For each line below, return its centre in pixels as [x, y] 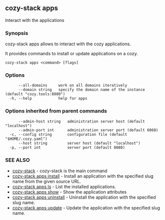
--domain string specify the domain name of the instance [82, 90]
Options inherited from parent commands [56, 111]
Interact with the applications [35, 20]
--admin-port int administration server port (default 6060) [88, 130]
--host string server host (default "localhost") [79, 143]
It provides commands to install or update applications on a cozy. [72, 54]
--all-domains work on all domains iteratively [73, 86]
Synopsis [17, 33]
